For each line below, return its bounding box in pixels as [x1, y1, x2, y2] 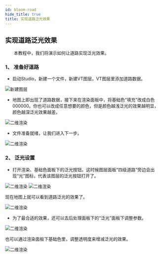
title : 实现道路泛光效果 [5, 16, 50, 21]
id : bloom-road [5, 7, 37, 12]
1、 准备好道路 [5, 64, 40, 71]
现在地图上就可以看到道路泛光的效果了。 [5, 194, 87, 200]
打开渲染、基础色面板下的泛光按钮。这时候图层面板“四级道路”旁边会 [12, 166, 151, 172]
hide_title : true [5, 12, 41, 17]
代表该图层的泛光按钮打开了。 [38, 173, 99, 179]
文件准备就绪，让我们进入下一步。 [12, 130, 82, 136]
